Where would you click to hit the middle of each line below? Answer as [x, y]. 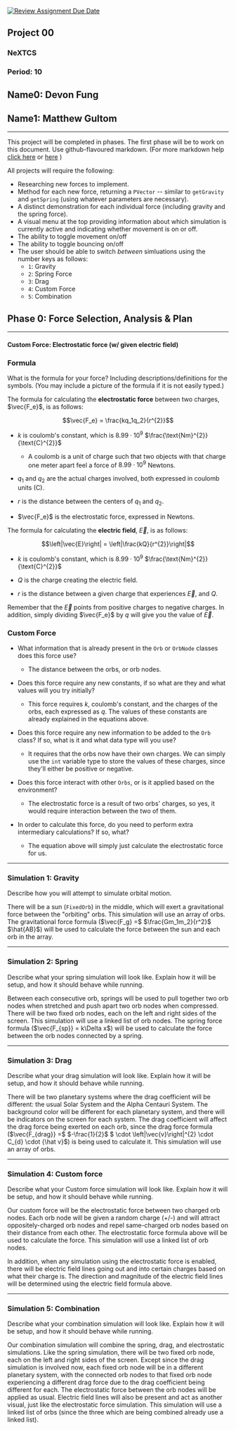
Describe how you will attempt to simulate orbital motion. [90, 893]
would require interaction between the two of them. [102, 811]
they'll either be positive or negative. [81, 768]
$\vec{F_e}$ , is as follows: [46, 407]
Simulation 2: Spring [43, 962]
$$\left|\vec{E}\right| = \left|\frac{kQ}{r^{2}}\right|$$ [118, 544]
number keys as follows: [53, 259]
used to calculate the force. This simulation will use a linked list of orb [108, 1240]
